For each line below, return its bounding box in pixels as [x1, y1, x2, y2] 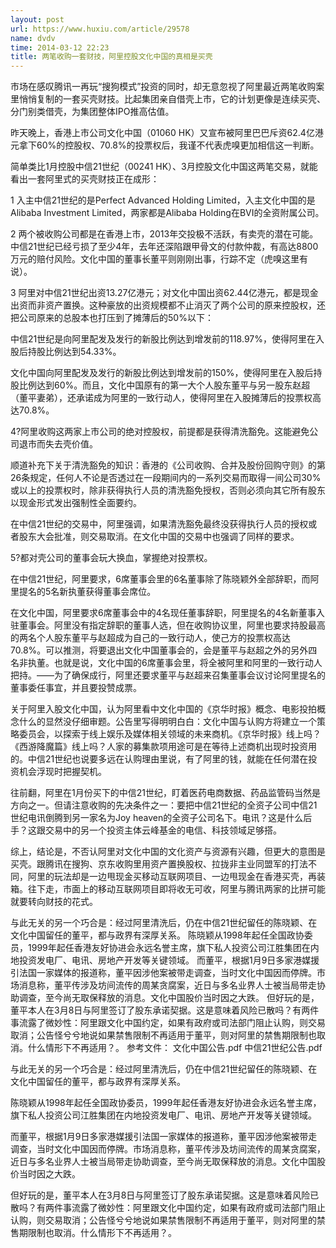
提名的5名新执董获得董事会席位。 [18, 586, 157, 598]
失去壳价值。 [44, 438, 98, 450]
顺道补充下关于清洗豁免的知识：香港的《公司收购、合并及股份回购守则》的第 [10, 459, 326, 471]
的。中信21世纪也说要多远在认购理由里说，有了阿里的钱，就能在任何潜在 [10, 753, 309, 765]
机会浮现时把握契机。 [18, 766, 107, 778]
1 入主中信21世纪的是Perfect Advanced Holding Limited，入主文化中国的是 [10, 194, 316, 206]
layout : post [10, 14, 65, 25]
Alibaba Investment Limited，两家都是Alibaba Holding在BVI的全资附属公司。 [10, 207, 325, 219]
